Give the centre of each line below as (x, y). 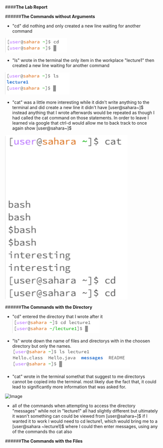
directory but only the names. (42, 346)
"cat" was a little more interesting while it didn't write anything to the (81, 102)
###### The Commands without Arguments (50, 16)
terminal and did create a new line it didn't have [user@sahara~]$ (78, 107)
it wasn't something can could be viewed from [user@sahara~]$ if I (80, 416)
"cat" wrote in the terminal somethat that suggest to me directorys (78, 376)
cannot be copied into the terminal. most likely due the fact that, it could (84, 382)
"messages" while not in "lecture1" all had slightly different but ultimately (85, 411)
